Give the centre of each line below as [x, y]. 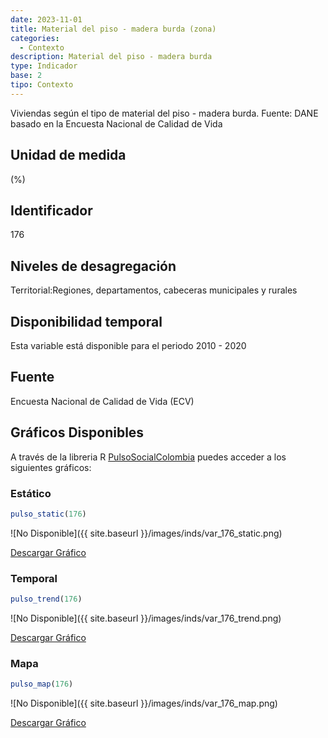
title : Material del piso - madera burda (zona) [113, 29]
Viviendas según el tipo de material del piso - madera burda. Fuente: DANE [164, 113]
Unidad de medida [68, 155]
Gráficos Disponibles [77, 432]
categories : [35, 38]
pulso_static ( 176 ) [48, 514]
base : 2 [26, 76]
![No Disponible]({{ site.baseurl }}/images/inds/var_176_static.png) [146, 533]
